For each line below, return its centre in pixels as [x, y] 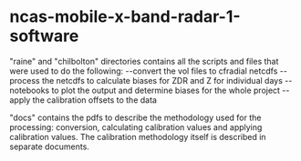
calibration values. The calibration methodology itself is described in [138, 136]
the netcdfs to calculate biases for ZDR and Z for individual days [162, 80]
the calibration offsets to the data [95, 100]
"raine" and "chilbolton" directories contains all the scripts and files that [144, 61]
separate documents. [49, 146]
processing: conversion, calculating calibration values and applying [136, 127]
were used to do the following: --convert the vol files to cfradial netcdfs [144, 71]
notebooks [30, 90]
